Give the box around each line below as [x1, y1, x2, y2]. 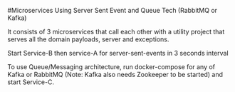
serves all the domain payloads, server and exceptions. [7, 35, 169, 44]
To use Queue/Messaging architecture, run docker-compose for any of [7, 63, 216, 71]
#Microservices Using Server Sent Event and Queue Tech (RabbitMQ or [7, 6, 218, 14]
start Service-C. [7, 78, 55, 86]
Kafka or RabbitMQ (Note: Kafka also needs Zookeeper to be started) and [7, 71, 223, 78]
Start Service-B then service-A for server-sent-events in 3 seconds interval [7, 49, 229, 57]
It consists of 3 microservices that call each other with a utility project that [7, 28, 225, 36]
